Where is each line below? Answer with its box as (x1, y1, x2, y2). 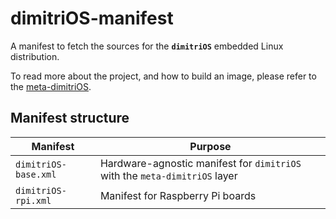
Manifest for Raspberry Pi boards (99, 188, 257, 202)
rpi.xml (15, 195, 52, 206)
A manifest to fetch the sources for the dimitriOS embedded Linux (10, 40, 284, 52)
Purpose (189, 139, 232, 153)
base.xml (15, 168, 57, 180)
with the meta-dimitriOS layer (99, 168, 238, 182)
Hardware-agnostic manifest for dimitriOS (99, 156, 302, 170)
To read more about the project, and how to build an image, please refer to (10, 70, 317, 82)
